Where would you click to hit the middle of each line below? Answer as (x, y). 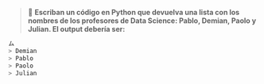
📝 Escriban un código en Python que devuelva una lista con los (134, 12)
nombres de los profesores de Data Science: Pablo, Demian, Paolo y (142, 21)
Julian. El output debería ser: (76, 29)
